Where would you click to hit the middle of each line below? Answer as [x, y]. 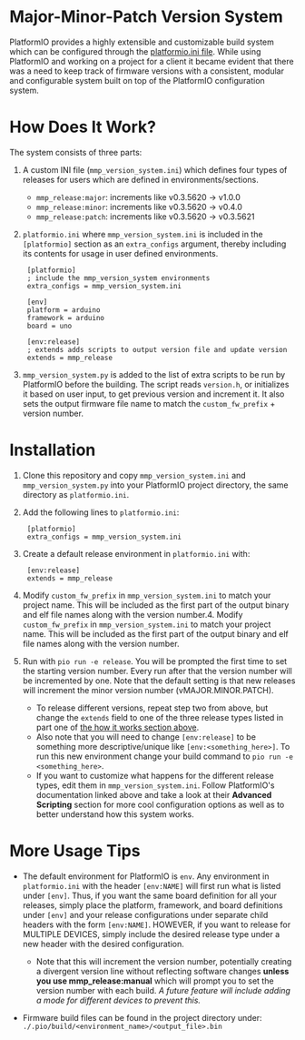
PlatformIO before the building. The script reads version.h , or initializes [156, 384]
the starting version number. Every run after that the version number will [157, 671]
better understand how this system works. [115, 814]
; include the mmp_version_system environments [118, 278]
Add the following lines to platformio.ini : [101, 512]
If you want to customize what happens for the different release [155, 775]
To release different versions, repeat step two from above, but [152, 708]
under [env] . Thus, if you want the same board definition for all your [149, 895]
